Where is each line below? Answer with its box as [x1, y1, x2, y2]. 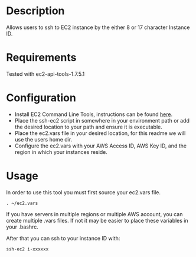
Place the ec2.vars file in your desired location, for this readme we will [14, 129, 186, 137]
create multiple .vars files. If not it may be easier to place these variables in [6, 217, 189, 224]
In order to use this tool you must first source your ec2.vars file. [6, 188, 161, 196]
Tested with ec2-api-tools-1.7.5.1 [6, 70, 85, 78]
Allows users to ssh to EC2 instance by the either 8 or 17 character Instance [6, 24, 190, 31]
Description [6, 4, 65, 18]
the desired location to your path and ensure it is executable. [14, 123, 162, 130]
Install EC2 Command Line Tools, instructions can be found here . [14, 111, 173, 118]
